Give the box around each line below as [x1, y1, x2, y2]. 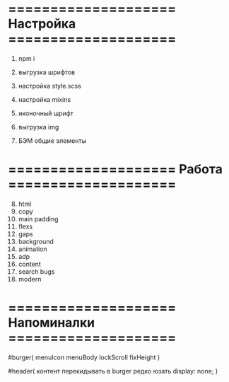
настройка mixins [18, 95, 71, 103]
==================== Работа [8, 161, 223, 178]
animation [18, 245, 48, 253]
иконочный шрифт [18, 109, 74, 117]
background [18, 237, 54, 245]
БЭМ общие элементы [18, 136, 87, 145]
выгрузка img [18, 122, 59, 131]
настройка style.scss [18, 81, 82, 90]
